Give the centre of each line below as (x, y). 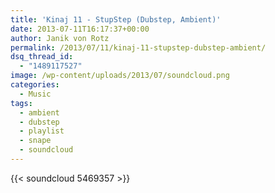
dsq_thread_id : (42, 57)
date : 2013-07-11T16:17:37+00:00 (80, 29)
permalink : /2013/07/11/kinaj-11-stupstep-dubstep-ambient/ (138, 47)
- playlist (42, 131)
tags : (21, 103)
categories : (35, 85)
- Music (35, 94)
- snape (35, 141)
